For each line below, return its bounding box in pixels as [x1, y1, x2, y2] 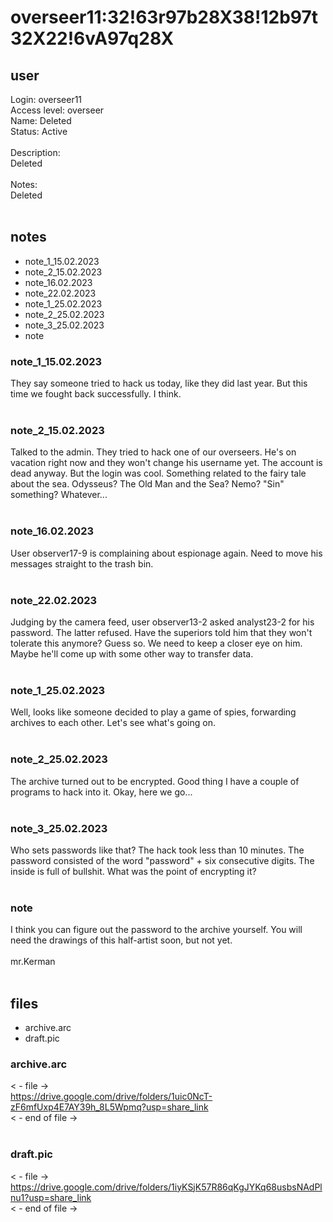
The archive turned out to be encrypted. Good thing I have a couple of [10, 775, 300, 787]
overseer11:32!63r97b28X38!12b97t [10, 6, 318, 29]
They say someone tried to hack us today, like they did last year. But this [10, 377, 308, 390]
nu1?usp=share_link [10, 1191, 92, 1203]
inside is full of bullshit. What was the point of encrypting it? [10, 865, 257, 877]
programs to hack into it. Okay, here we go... [10, 786, 193, 798]
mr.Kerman [10, 956, 56, 968]
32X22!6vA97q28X [10, 27, 175, 50]
